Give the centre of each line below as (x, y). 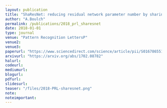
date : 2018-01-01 (23, 28)
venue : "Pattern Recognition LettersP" (46, 38)
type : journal (20, 33)
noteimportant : (21, 98)
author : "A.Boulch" (25, 19)
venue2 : (13, 42)
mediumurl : (16, 70)
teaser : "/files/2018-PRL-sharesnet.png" (49, 88)
